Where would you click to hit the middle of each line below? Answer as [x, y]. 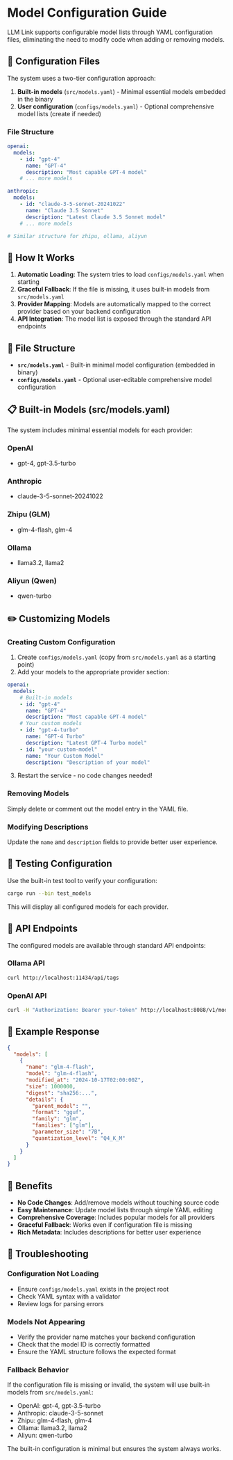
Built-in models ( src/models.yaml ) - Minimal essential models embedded [121, 91]
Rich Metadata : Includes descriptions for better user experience [109, 1232]
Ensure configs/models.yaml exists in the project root [93, 1289]
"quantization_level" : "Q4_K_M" [79, 1138]
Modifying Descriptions [48, 827]
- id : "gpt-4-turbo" [49, 730]
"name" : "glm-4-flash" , [60, 1067]
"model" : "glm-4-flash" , [61, 1074]
